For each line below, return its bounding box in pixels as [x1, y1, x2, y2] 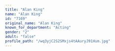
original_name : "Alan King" [5, 20, 63, 26]
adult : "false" [5, 34, 36, 39]
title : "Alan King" [5, 7, 45, 12]
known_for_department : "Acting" [5, 25, 71, 30]
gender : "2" [5, 30, 29, 34]
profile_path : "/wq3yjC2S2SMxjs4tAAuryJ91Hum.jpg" [5, 39, 111, 44]
